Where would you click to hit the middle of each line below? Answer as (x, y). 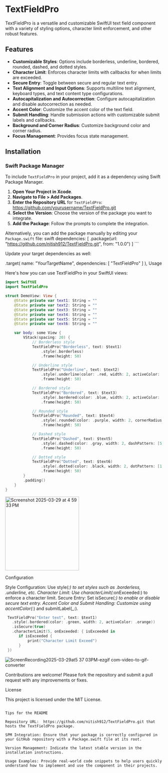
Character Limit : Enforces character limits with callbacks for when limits (87, 72)
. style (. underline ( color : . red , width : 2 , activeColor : (100, 374)
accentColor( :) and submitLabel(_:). (42, 608)
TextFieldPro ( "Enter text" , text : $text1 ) (52, 617)
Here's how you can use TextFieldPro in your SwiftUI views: (66, 273)
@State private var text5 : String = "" (56, 319)
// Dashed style (49, 434)
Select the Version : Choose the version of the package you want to (82, 213)
